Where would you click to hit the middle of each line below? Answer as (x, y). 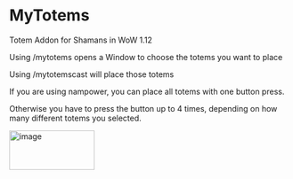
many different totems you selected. (76, 118)
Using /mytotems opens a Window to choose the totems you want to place (146, 57)
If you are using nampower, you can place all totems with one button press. (147, 91)
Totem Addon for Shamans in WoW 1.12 (81, 40)
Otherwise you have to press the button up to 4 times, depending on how (143, 108)
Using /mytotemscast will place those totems (92, 74)
